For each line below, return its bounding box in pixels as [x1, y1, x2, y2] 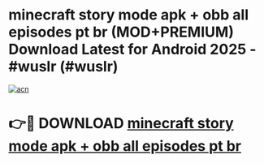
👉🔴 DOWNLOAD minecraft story [8, 114, 234, 133]
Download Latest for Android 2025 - [8, 41, 257, 58]
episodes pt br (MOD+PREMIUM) [8, 23, 234, 41]
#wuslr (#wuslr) [8, 58, 119, 76]
